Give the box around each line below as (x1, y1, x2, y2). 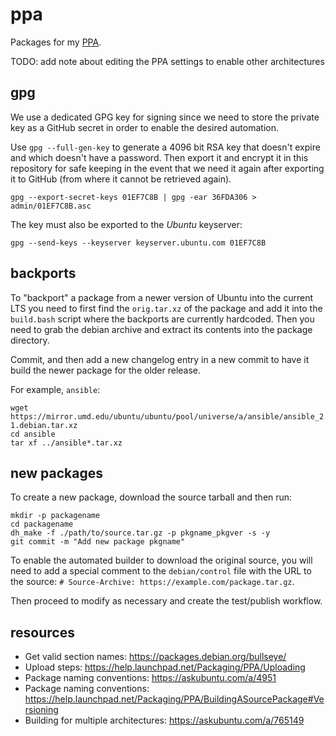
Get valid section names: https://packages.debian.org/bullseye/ (24, 651, 287, 663)
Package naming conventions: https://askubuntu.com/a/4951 (24, 672, 277, 684)
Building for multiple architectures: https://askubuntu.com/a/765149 (24, 714, 305, 727)
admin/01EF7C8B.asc (10, 201, 92, 211)
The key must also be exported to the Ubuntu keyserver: (10, 218, 243, 230)
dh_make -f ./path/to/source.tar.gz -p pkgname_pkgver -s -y (10, 528, 271, 538)
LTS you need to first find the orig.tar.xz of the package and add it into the (10, 302, 323, 314)
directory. (10, 334, 50, 346)
